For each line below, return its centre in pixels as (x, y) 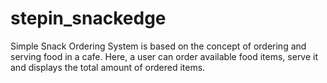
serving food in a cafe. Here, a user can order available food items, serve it (164, 56)
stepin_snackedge (88, 18)
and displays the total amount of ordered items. (108, 67)
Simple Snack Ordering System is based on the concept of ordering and (158, 46)
